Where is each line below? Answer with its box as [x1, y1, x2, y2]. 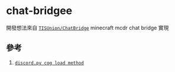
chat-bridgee [6, 4, 73, 18]
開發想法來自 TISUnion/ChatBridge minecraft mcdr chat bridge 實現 [6, 24, 169, 31]
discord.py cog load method [14, 60, 84, 66]
